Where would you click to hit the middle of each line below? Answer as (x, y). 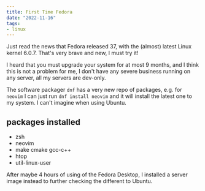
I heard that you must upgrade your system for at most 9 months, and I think (103, 65)
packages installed (44, 122)
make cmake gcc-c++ (43, 150)
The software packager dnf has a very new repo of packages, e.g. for (94, 90)
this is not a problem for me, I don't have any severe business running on (99, 72)
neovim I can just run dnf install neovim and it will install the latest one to (99, 96)
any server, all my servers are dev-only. (56, 78)
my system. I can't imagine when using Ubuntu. (67, 103)
